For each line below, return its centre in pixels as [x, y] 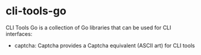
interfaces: [19, 33]
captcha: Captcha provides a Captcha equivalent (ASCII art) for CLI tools [105, 45]
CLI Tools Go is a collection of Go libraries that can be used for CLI [88, 27]
